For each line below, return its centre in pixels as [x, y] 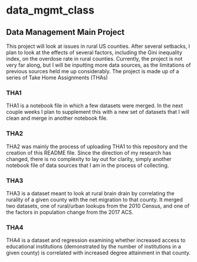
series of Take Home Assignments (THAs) [57, 78]
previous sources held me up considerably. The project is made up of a [93, 71]
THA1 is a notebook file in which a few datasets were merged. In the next [94, 106]
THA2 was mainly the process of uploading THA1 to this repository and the [97, 146]
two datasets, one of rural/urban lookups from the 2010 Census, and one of [98, 206]
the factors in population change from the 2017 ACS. [70, 212]
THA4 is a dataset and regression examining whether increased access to [96, 240]
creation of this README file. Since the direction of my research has [89, 153]
